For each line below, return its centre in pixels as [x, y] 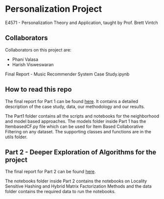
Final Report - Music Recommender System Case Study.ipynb [67, 74]
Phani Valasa [25, 59]
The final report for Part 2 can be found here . [51, 172]
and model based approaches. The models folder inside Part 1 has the [76, 121]
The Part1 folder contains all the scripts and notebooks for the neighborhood [82, 116]
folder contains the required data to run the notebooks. [60, 192]
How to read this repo [38, 89]
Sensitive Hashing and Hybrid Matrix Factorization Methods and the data [78, 186]
